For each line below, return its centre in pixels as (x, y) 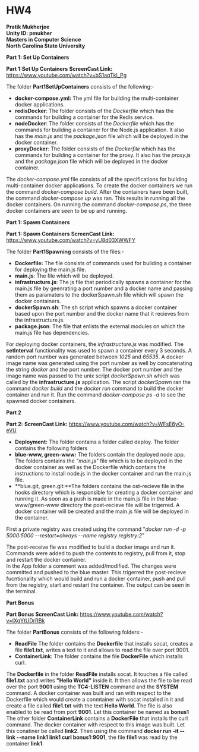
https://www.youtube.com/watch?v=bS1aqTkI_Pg (67, 75)
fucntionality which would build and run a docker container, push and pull (96, 578)
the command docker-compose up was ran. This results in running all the (96, 198)
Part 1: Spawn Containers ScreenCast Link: (60, 234)
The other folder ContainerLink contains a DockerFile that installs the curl (97, 718)
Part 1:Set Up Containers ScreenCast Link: (59, 68)
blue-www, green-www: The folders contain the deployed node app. (100, 454)
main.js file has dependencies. (52, 332)
